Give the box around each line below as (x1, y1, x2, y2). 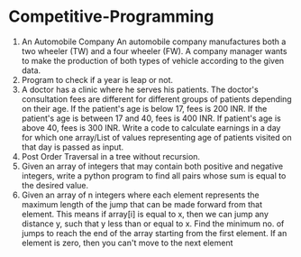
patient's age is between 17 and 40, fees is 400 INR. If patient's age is (21, 113, 281, 124)
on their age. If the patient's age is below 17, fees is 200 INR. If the (21, 103, 268, 114)
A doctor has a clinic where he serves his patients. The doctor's (21, 84, 259, 95)
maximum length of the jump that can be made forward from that (21, 198, 263, 209)
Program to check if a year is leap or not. (21, 74, 173, 85)
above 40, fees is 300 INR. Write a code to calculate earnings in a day (21, 122, 281, 133)
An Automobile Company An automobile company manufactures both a (21, 36, 287, 47)
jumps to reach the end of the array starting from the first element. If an (21, 227, 287, 238)
